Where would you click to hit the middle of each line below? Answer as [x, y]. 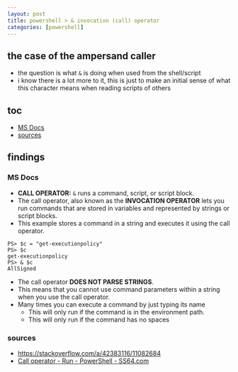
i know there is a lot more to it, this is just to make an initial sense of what [124, 81]
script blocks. [38, 215]
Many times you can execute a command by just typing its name [111, 304]
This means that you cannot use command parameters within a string [119, 289]
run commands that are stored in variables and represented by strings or [124, 208]
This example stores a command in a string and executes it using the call [124, 223]
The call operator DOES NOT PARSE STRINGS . [86, 282]
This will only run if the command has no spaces [99, 319]
